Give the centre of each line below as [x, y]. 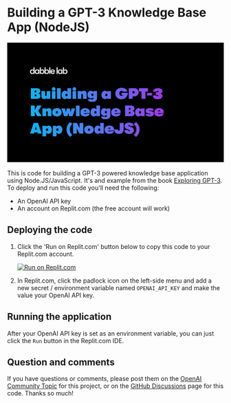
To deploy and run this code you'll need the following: [83, 188]
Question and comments [61, 362]
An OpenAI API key [44, 201]
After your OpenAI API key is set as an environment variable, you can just [111, 333]
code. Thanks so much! [41, 393]
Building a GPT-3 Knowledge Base [107, 13]
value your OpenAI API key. [56, 295]
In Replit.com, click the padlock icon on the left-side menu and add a [114, 281]
